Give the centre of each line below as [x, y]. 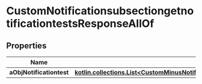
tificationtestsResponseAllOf [80, 24]
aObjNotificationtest [39, 72]
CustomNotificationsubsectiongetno [100, 11]
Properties [26, 46]
